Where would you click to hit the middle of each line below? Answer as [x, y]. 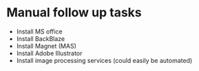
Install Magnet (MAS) [46, 46]
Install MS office [39, 31]
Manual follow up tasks [74, 13]
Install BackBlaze [41, 38]
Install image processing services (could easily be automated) [104, 60]
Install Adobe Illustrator [49, 53]
